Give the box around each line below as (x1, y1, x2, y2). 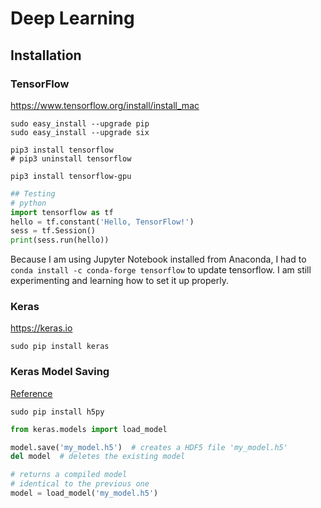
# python (10, 198, 47, 208)
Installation (10, 47, 82, 64)
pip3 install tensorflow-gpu (10, 171, 132, 181)
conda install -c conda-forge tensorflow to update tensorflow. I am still (10, 264, 312, 276)
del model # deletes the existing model (10, 452, 186, 462)
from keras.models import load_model (10, 424, 168, 434)
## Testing (10, 188, 56, 199)
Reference (10, 387, 53, 399)
